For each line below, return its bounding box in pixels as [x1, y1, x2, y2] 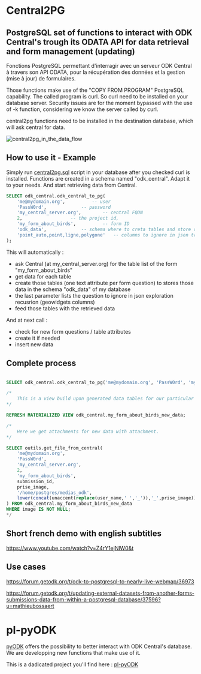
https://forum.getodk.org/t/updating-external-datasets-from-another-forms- [6, 589, 195, 597]
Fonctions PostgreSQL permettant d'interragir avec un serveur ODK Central [6, 62, 193, 69]
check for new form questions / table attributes [14, 328, 132, 335]
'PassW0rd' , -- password [17, 204, 111, 210]
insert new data [14, 340, 54, 348]
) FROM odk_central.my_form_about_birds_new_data [6, 501, 133, 507]
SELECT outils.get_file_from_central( [6, 445, 103, 451]
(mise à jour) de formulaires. [6, 75, 76, 82]
